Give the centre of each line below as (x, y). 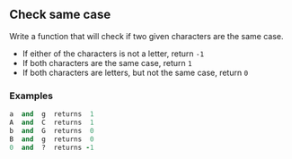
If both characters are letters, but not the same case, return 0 (135, 72)
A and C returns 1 (52, 122)
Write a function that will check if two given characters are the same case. (147, 36)
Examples (31, 96)
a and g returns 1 (52, 114)
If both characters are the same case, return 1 (107, 63)
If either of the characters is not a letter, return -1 (113, 54)
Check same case (60, 15)
